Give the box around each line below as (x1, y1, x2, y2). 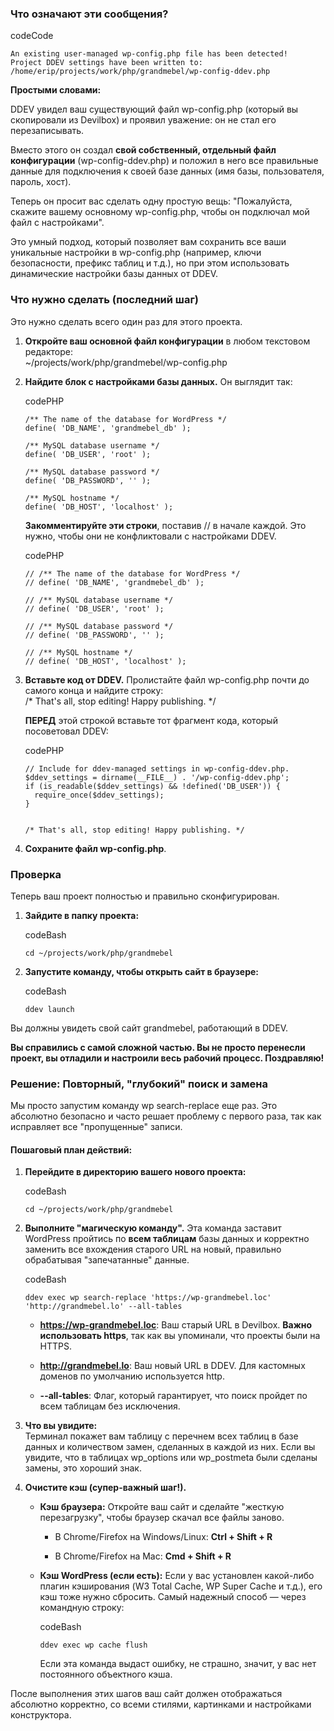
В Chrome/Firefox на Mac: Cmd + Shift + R (54, 1550, 232, 1562)
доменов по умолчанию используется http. (39, 1370, 225, 1382)
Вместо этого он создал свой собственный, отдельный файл (10, 144, 277, 156)
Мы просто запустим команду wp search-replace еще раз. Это (10, 1100, 278, 1112)
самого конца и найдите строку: (24, 684, 164, 696)
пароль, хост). (10, 176, 72, 188)
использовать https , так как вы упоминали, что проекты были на (39, 1330, 321, 1342)
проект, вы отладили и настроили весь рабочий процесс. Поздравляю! (10, 1052, 325, 1064)
